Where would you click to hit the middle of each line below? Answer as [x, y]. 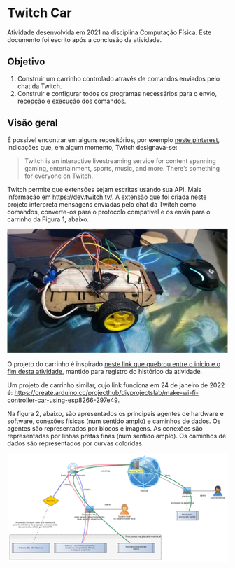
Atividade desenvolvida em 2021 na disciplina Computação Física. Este [109, 32]
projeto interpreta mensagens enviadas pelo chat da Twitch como [102, 204]
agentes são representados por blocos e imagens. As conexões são [105, 429]
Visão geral [33, 123]
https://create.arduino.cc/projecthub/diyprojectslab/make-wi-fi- [107, 393]
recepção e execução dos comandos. [72, 101]
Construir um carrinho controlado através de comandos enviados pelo [119, 78]
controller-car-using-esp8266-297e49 [63, 400]
